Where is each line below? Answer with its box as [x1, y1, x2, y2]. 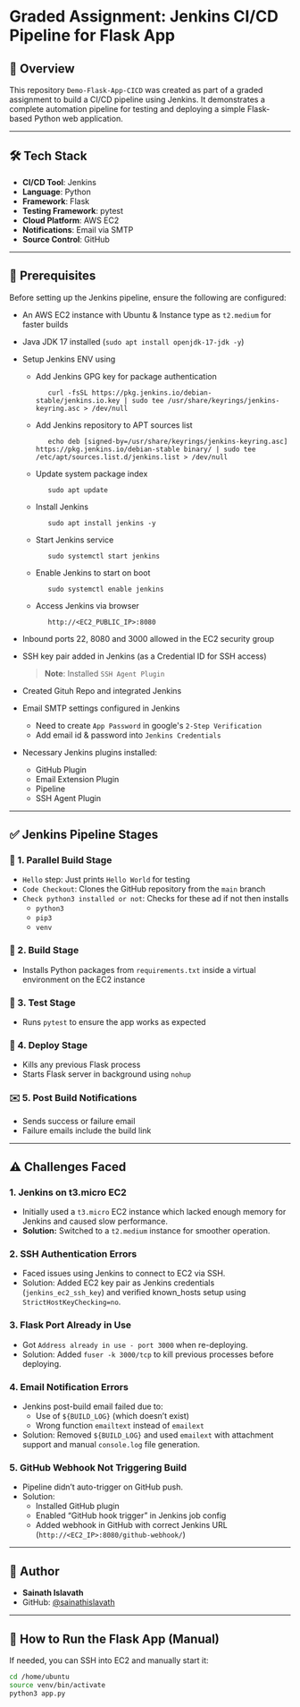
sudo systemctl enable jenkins [47, 585, 164, 593]
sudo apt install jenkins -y [47, 518, 156, 527]
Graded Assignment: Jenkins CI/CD [9, 6, 279, 27]
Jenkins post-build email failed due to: [21, 1401, 163, 1412]
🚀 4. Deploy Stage [9, 1038, 88, 1051]
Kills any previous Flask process [21, 1059, 141, 1071]
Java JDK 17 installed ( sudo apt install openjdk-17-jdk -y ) [21, 336, 245, 346]
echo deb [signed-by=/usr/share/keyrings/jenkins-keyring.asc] [47, 437, 288, 446]
